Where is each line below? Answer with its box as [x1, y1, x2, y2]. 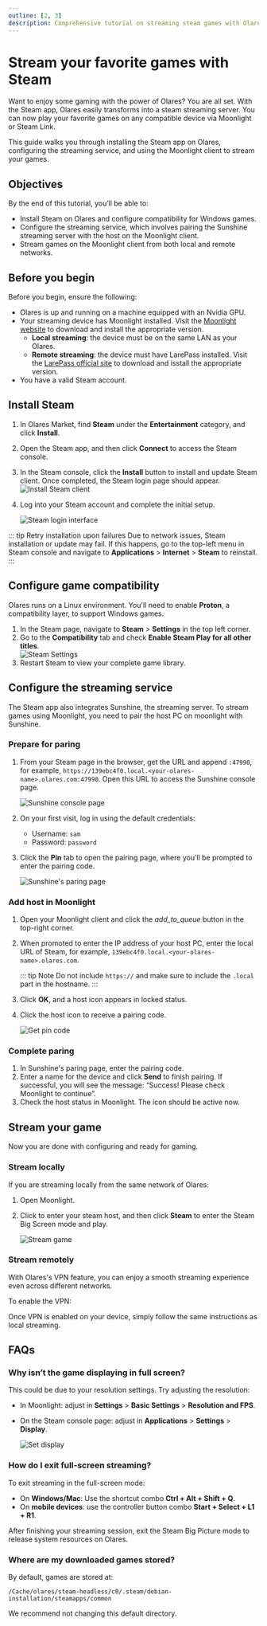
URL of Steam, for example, [19, 947, 110, 957]
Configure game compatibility [8, 579, 161, 593]
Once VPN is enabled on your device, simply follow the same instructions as [8, 1311, 258, 1321]
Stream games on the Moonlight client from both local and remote [19, 240, 236, 249]
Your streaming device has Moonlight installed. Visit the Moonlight [19, 316, 237, 326]
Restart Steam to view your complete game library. [19, 658, 186, 668]
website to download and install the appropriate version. [19, 324, 204, 335]
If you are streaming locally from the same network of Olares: [8, 1180, 209, 1189]
